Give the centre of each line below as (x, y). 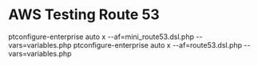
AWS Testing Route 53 (84, 15)
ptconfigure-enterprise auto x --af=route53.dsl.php (157, 45)
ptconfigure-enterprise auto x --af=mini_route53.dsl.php (101, 37)
